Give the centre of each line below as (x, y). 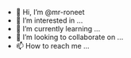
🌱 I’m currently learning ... (58, 29)
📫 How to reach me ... (52, 46)
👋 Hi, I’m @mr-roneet (50, 12)
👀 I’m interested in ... (49, 20)
